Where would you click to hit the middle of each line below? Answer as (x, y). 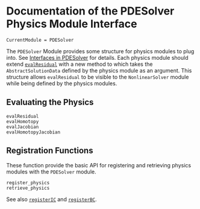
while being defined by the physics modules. (62, 83)
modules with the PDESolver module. (51, 172)
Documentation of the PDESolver (90, 11)
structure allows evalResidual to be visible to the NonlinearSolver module (98, 77)
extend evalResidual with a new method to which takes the (80, 64)
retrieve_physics (28, 188)
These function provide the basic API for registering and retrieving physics (99, 165)
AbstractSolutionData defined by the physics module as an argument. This (99, 70)
